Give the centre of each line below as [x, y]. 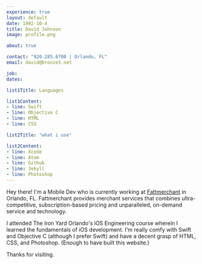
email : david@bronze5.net [39, 62]
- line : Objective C [33, 113]
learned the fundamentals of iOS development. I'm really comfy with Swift [99, 229]
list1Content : [24, 101]
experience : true [28, 12]
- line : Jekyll [26, 169]
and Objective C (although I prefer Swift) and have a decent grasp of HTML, [101, 236]
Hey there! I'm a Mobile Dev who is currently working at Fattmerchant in [96, 192]
